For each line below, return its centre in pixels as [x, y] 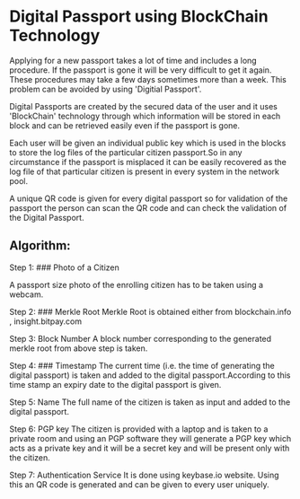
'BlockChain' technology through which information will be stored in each [145, 116]
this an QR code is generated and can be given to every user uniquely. [139, 484]
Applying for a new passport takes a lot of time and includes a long [133, 60]
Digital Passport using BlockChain [139, 17]
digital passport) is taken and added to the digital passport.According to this [150, 375]
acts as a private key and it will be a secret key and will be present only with [150, 448]
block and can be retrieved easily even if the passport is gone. [125, 125]
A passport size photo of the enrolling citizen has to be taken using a [136, 285]
